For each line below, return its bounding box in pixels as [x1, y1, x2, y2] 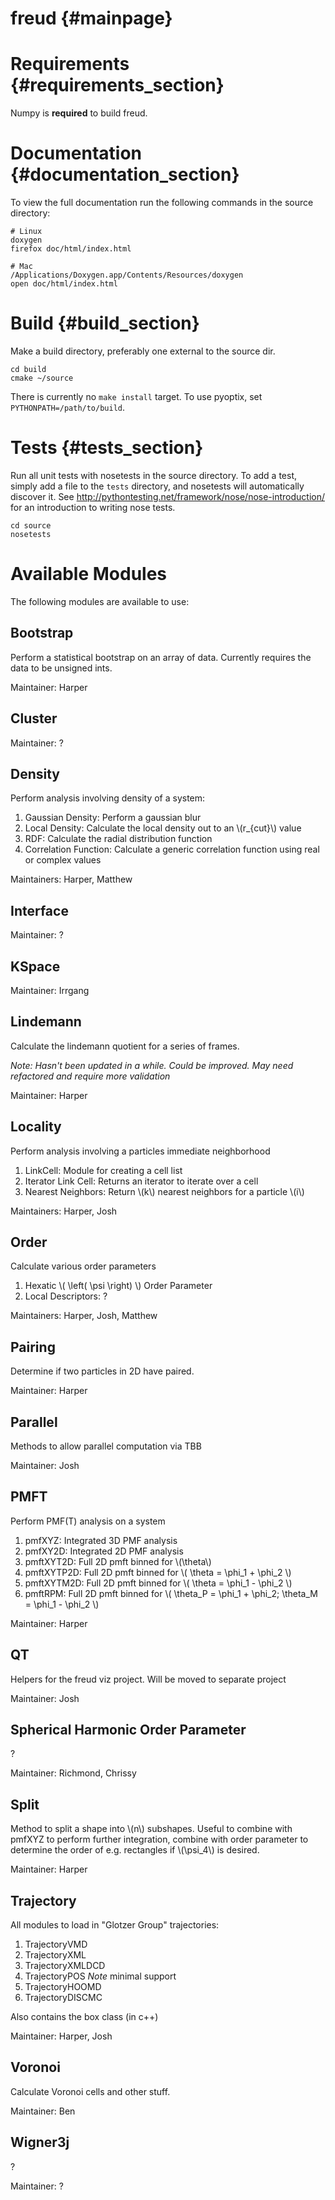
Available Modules [10, 563, 168, 586]
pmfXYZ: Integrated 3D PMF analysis [24, 1534, 178, 1546]
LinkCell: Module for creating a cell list [24, 1164, 183, 1176]
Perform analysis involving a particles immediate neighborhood [10, 1145, 271, 1157]
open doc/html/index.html [10, 279, 118, 289]
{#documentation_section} [10, 163, 240, 186]
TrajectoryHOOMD [24, 1981, 102, 1993]
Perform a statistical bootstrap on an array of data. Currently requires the [10, 651, 312, 663]
